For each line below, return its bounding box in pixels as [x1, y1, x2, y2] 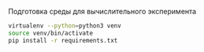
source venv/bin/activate [8, 29, 93, 37]
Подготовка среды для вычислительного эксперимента [8, 7, 197, 16]
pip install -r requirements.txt [8, 36, 118, 44]
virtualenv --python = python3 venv [8, 22, 122, 30]
